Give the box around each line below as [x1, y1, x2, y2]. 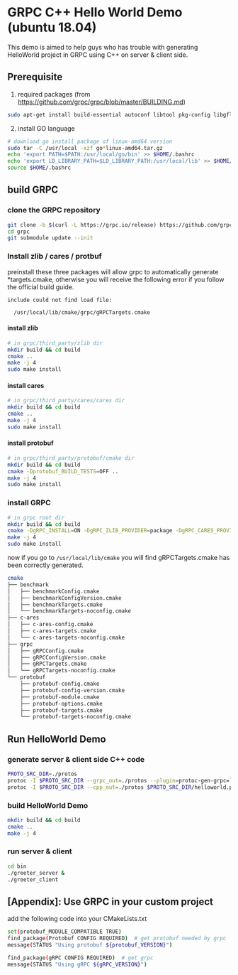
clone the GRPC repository [7, 205, 101, 215]
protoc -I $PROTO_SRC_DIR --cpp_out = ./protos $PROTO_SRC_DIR [7, 783, 192, 791]
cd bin [7, 863, 27, 870]
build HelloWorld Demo [7, 800, 89, 810]
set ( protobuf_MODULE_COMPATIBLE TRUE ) [7, 928, 122, 935]
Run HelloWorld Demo [7, 733, 106, 745]
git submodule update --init [7, 235, 93, 242]
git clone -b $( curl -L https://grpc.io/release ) [7, 221, 157, 228]
